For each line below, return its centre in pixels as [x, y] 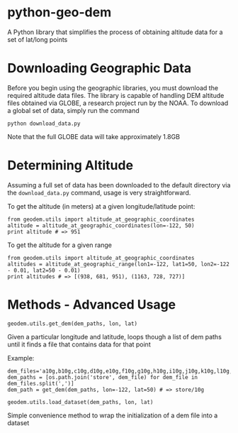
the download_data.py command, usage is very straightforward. [99, 192]
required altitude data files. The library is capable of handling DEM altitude [116, 95]
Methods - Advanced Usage [92, 305]
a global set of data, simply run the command [73, 110]
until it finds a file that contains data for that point [79, 344]
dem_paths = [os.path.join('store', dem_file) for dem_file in [103, 377]
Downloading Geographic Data [100, 68]
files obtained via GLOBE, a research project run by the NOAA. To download [118, 103]
